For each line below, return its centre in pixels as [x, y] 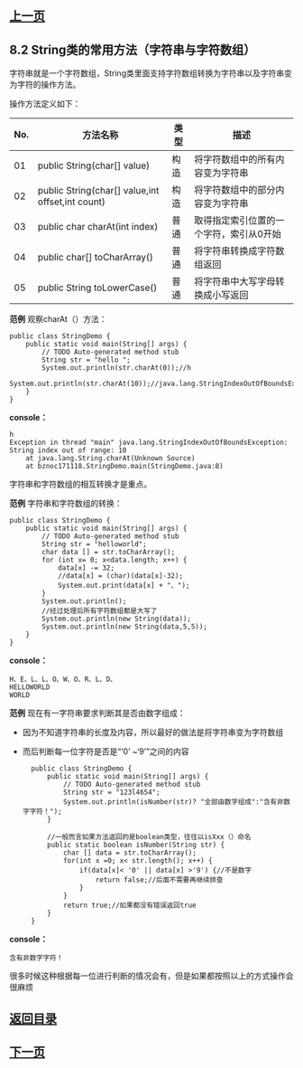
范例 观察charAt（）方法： [58, 319]
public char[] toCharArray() [95, 258]
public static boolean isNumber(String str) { [136, 845]
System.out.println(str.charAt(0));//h [117, 368]
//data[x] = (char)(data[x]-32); [120, 576]
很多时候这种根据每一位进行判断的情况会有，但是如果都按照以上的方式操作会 [151, 976]
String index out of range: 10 [68, 450]
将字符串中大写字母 [234, 281]
